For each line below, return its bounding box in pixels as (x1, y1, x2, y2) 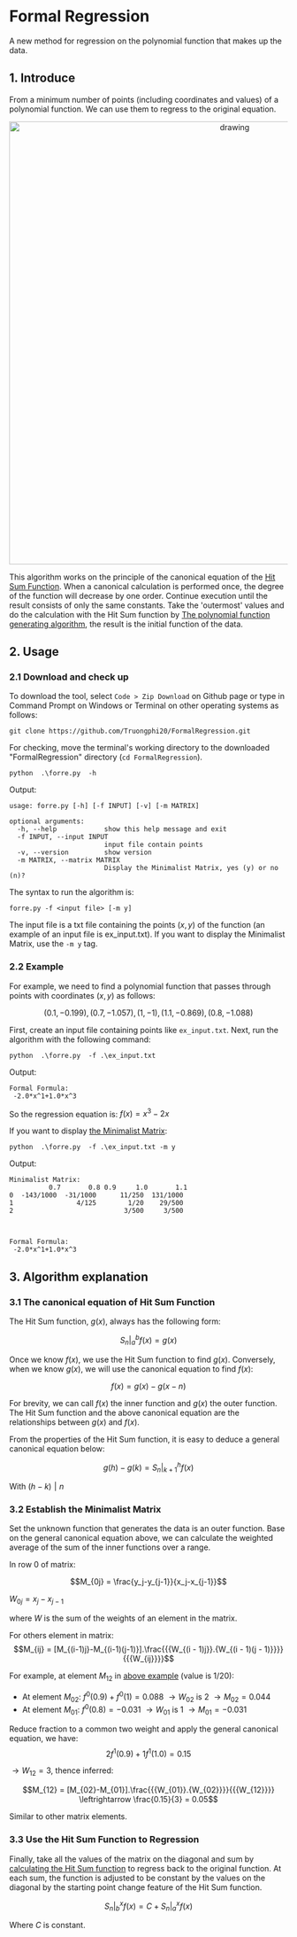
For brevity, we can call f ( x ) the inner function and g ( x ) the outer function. (9, 1397, 278, 1408)
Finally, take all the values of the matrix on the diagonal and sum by (9, 1854, 255, 1864)
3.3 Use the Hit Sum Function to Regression (9, 1833, 200, 1846)
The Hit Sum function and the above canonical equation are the (9, 1407, 240, 1418)
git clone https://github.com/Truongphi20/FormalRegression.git (9, 727, 251, 736)
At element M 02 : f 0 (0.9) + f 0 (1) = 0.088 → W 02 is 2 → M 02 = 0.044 (21, 1690, 271, 1704)
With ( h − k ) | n (9, 1481, 65, 1491)
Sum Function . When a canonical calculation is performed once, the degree (9, 580, 285, 591)
